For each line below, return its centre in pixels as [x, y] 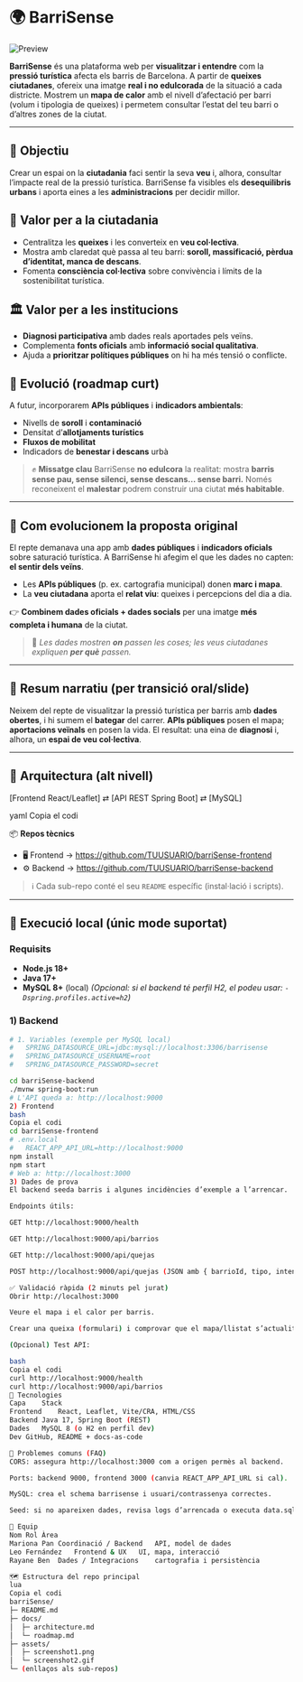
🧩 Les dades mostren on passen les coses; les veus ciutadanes [150, 642]
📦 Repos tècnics [42, 833]
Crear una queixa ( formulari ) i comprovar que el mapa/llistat [131, 1329]
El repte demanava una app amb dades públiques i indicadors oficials [141, 548]
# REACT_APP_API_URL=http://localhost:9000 [96, 1148]
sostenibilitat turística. [64, 280]
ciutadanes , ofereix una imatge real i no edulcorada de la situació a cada [146, 85]
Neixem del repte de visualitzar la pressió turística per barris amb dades [143, 711]
